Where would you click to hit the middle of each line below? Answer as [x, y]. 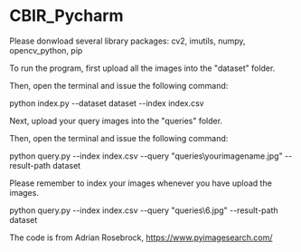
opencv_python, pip [46, 50]
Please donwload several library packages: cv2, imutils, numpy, [127, 41]
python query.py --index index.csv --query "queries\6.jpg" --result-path [144, 210]
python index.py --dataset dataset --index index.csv [107, 103]
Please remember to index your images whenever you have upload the [141, 183]
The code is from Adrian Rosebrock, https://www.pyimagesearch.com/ [141, 237]
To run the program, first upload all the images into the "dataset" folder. [142, 68]
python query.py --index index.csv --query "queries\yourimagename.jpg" [146, 156]
